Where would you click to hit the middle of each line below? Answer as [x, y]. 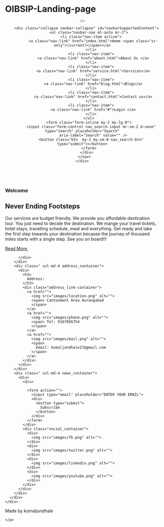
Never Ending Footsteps [43, 206]
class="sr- [147, 41]
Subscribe [50, 407]
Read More [16, 248]
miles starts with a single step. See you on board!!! [56, 239]
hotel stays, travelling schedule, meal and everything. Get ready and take [79, 228]
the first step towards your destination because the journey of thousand [78, 234]
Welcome [17, 191]
